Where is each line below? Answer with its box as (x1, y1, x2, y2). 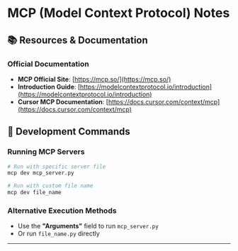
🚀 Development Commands (7, 125, 130, 138)
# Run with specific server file (7, 163, 106, 170)
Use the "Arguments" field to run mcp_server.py (17, 222, 159, 230)
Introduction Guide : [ (17, 82, 81, 91)
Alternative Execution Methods (7, 206, 117, 216)
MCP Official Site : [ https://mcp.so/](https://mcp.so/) (17, 74, 171, 83)
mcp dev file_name (7, 189, 62, 196)
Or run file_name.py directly (17, 229, 101, 238)
